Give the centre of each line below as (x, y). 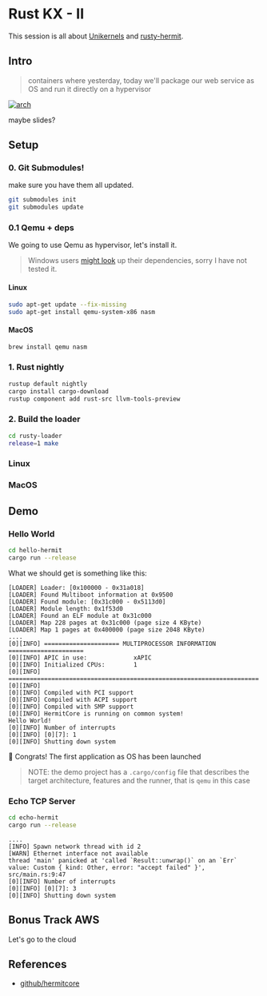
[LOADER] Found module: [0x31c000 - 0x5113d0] (87, 602)
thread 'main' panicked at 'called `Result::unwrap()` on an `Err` (123, 860)
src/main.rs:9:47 (37, 874)
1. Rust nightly (36, 367)
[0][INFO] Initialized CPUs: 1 (73, 664)
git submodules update (46, 207)
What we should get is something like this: (78, 573)
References (38, 964)
